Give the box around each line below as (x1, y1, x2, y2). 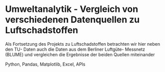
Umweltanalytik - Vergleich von (5, 3, 138, 15)
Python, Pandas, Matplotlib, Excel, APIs (5, 61, 85, 67)
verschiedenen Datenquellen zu (5, 14, 140, 25)
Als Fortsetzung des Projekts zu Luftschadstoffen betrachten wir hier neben (5, 41, 161, 47)
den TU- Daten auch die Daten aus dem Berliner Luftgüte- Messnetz (5, 46, 145, 52)
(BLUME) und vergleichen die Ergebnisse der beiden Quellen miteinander (5, 51, 155, 58)
